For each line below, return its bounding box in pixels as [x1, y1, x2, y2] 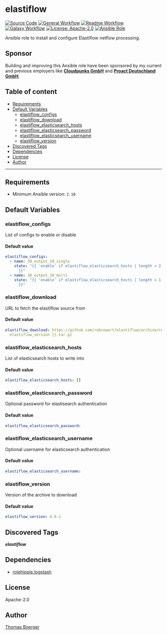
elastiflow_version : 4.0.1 [5, 514, 61, 520]
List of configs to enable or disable [5, 232, 76, 238]
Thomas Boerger [5, 624, 40, 630]
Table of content [5, 88, 57, 96]
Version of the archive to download [5, 492, 77, 498]
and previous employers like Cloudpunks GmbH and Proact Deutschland [5, 68, 156, 74]
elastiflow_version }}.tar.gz [9, 332, 72, 337]
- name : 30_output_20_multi [9, 273, 68, 278]
